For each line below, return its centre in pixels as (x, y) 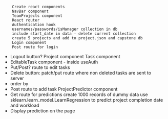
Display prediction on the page (43, 111)
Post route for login (35, 47)
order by (19, 84)
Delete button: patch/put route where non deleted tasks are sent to (81, 73)
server (17, 78)
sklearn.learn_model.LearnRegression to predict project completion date (87, 100)
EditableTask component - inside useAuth (54, 62)
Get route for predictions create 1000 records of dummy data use (79, 94)
